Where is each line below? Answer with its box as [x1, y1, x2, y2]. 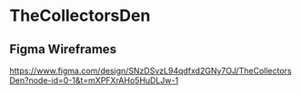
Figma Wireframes [9, 42, 116, 57]
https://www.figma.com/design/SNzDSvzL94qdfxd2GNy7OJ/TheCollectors [9, 65, 293, 76]
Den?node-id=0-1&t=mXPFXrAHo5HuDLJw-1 [9, 75, 179, 86]
